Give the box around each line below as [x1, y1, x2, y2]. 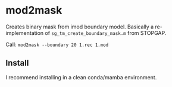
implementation [5, 29, 44, 36]
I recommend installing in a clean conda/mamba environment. [5, 73, 157, 80]
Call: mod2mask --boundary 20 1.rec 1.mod [5, 41, 109, 48]
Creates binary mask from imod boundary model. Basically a [5, 23, 154, 30]
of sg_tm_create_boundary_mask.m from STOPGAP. [45, 29, 167, 36]
